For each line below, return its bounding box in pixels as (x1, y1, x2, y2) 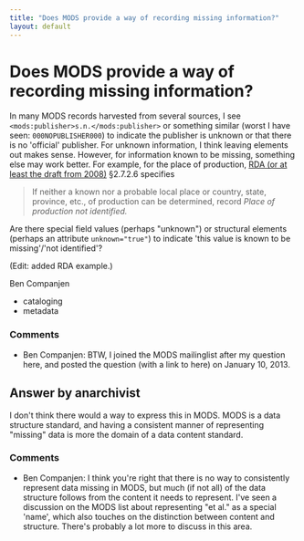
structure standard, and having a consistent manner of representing (9, 419, 265, 430)
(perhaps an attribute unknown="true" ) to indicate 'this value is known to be (9, 234, 291, 244)
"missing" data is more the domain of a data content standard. (9, 429, 244, 440)
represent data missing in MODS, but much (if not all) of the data (22, 482, 267, 493)
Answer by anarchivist (9, 385, 141, 401)
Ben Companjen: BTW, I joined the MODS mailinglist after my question (22, 349, 286, 360)
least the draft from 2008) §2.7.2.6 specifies (9, 169, 175, 180)
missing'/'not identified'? (9, 243, 103, 254)
